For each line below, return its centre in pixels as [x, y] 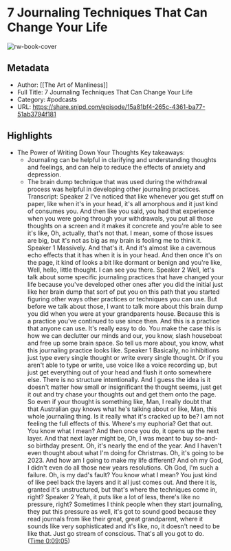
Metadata [28, 68]
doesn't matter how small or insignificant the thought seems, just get [124, 387]
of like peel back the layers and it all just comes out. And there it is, [122, 482]
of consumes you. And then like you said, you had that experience [121, 211]
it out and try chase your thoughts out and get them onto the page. [122, 394]
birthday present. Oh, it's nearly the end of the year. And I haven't [129, 445]
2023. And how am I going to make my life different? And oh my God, [125, 460]
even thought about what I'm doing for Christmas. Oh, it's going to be [125, 452]
